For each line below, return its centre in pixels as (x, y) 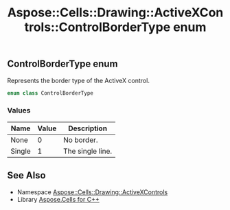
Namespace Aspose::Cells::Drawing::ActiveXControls (92, 192)
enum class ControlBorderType (50, 93)
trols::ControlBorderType (97, 27)
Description (88, 128)
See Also (26, 175)
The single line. (88, 151)
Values (19, 110)
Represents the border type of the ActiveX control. (78, 80)
